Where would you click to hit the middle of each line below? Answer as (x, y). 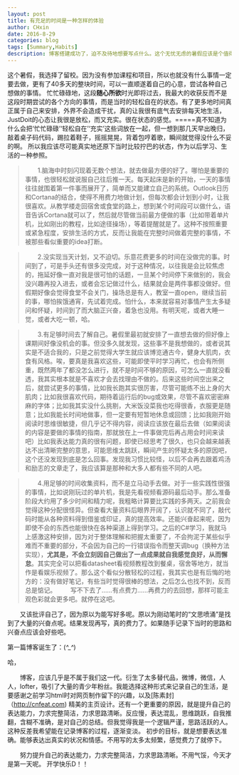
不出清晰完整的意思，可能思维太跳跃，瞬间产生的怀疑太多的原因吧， (131, 450)
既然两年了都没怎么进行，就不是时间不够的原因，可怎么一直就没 (131, 370)
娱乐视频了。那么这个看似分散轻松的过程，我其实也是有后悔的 (134, 572)
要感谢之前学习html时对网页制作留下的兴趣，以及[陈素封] (91, 695)
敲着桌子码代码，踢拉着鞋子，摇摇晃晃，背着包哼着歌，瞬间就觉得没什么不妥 (119, 137)
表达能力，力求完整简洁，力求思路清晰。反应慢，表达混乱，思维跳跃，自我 (116, 713)
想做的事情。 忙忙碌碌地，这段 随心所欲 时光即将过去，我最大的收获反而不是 (117, 93)
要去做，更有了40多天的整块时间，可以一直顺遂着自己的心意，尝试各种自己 (117, 83)
